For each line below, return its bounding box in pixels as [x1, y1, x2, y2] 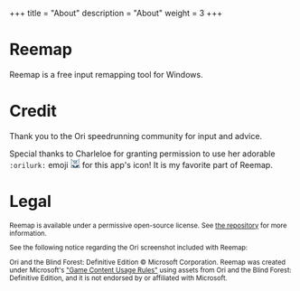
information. [9, 229, 47, 238]
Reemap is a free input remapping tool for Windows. [9, 69, 203, 80]
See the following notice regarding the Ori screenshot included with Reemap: [9, 243, 248, 252]
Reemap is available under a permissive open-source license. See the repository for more [9, 221, 287, 230]
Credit [9, 101, 57, 121]
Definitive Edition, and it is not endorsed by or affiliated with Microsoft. [9, 273, 228, 283]
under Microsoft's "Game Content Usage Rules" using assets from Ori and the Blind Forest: [9, 266, 292, 275]
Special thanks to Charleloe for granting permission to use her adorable [9, 148, 276, 159]
